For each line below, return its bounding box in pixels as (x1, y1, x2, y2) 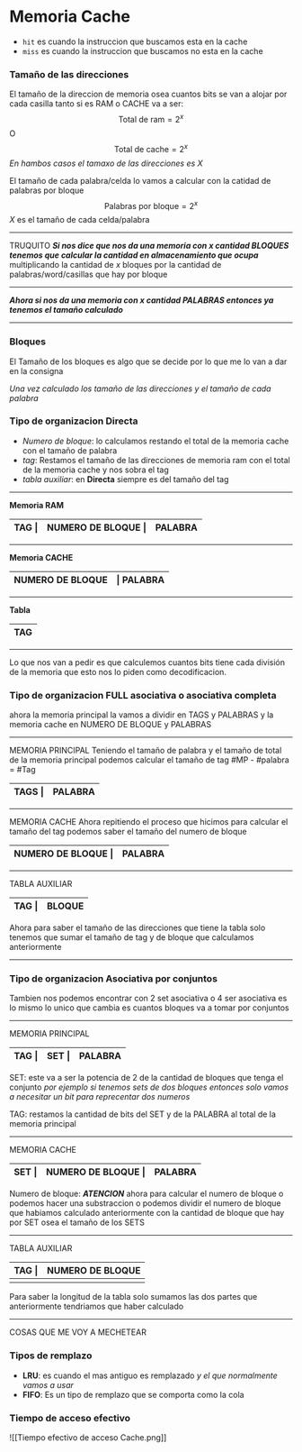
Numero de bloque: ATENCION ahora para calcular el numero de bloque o (9, 1188, 284, 1200)
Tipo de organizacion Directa (9, 415, 138, 427)
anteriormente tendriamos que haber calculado (9, 1301, 184, 1312)
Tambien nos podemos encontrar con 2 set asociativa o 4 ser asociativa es (9, 993, 288, 1004)
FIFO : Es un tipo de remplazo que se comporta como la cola (22, 1389, 244, 1400)
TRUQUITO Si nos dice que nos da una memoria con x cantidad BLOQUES (9, 241, 289, 251)
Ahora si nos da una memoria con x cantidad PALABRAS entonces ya (9, 295, 274, 306)
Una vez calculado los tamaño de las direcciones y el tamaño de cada (9, 383, 271, 394)
